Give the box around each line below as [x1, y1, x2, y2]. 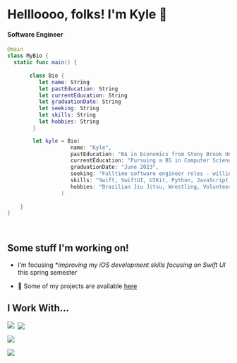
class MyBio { [7, 52, 49, 59]
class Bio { [29, 72, 65, 79]
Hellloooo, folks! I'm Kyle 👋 [7, 6, 168, 23]
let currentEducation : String [38, 92, 128, 99]
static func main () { [13, 59, 78, 66]
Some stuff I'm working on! [7, 242, 129, 254]
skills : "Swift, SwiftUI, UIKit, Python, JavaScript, [70, 177, 232, 184]
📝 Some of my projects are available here [17, 282, 138, 290]
